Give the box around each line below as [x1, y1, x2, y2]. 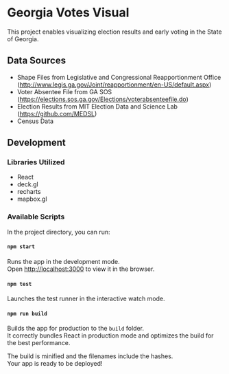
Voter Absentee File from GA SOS [16, 87, 112, 96]
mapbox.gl [16, 195, 47, 203]
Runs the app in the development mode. [7, 257, 120, 265]
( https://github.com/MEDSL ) [16, 109, 97, 118]
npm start [7, 243, 36, 250]
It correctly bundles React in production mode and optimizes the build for [7, 331, 214, 340]
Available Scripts [7, 212, 65, 221]
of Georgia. [7, 34, 39, 43]
